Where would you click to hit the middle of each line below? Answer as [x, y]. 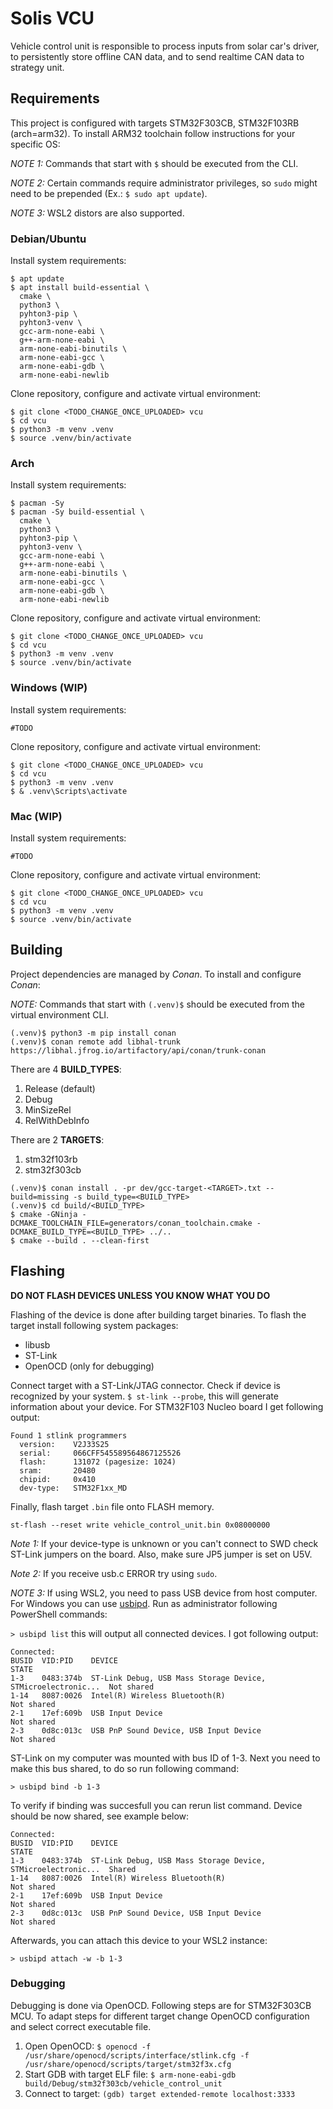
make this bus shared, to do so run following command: [125, 1768]
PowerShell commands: [59, 1614]
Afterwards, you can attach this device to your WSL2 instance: [139, 1940]
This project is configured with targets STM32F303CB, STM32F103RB [155, 123]
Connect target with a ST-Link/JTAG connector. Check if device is [145, 1385]
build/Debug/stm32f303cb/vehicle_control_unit [123, 2083]
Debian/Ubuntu [48, 239]
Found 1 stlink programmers [69, 1435]
